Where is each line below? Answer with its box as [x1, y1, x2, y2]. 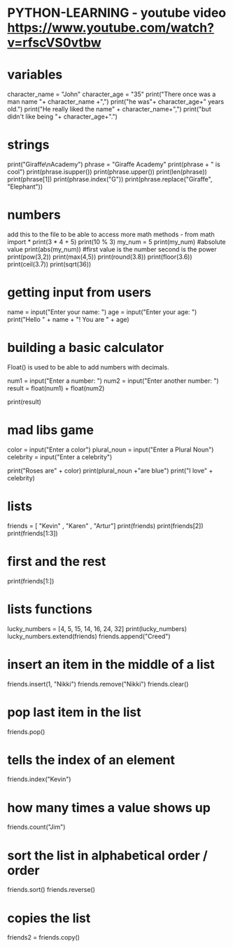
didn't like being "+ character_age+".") [7, 112, 118, 121]
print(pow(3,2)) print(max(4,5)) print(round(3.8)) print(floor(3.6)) [7, 252, 192, 261]
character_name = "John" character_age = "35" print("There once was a [7, 90, 216, 99]
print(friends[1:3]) [7, 529, 58, 537]
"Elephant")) [7, 182, 43, 191]
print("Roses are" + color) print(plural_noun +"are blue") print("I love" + [7, 466, 213, 475]
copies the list [7, 910, 91, 926]
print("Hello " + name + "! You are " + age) [7, 315, 129, 323]
